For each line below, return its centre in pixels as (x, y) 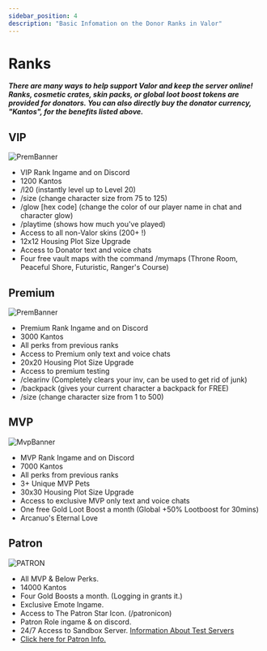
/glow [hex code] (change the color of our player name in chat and (131, 207)
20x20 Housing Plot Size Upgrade (77, 362)
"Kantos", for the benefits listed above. (76, 112)
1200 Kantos (41, 181)
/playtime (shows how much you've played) (93, 225)
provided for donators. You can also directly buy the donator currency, (130, 103)
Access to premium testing (65, 371)
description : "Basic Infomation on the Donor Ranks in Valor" (115, 24)
